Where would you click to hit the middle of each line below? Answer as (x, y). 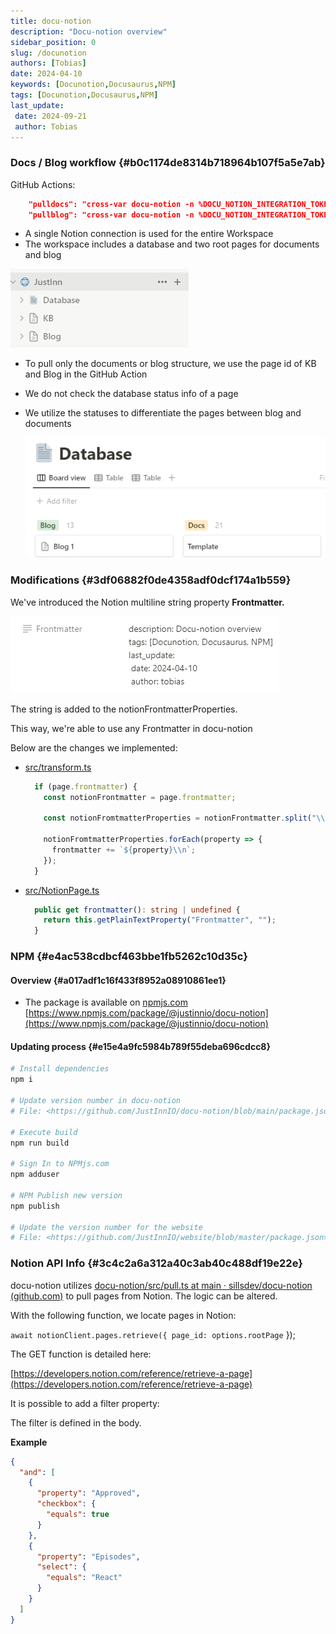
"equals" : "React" (84, 1578)
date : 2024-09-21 (50, 116)
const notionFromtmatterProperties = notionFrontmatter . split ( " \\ (184, 818)
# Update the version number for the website (106, 1227)
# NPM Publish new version (66, 1195)
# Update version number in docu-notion (96, 1101)
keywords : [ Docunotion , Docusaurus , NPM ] (93, 85)
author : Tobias (46, 126)
